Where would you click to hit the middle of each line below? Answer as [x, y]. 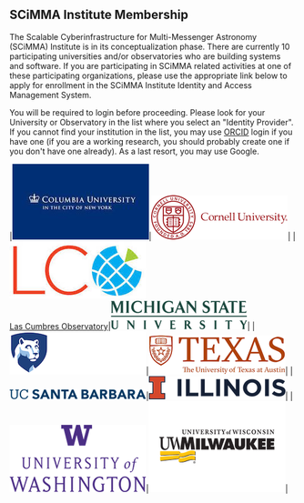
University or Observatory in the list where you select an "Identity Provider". [152, 122]
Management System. [51, 95]
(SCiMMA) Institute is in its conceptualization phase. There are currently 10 [150, 46]
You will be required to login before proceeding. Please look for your [137, 112]
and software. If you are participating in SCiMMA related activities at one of [151, 65]
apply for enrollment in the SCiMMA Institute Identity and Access [131, 85]
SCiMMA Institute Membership [99, 15]
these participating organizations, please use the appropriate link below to [149, 75]
